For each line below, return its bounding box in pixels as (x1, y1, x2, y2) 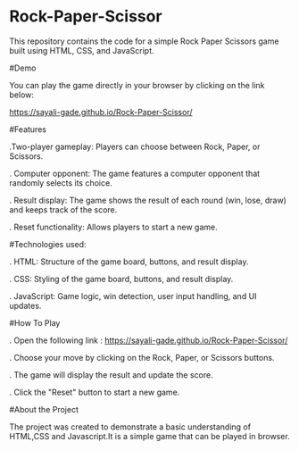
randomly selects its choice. (9, 177, 113, 188)
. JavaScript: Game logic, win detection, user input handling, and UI (9, 290, 257, 301)
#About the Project (9, 404, 79, 414)
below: (9, 89, 34, 100)
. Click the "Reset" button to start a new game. (9, 387, 180, 397)
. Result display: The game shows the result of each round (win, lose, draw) (9, 195, 287, 205)
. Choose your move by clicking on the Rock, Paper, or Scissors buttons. (9, 352, 275, 362)
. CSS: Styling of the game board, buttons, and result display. (9, 273, 234, 284)
